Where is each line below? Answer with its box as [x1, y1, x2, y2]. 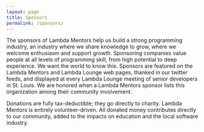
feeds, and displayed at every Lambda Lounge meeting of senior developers [6, 75, 198, 82]
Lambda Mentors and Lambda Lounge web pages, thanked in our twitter [6, 69, 188, 76]
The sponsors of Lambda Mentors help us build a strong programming [6, 37, 183, 44]
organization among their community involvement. [6, 88, 133, 96]
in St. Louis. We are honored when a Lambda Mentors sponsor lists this [6, 82, 185, 89]
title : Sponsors [6, 15, 47, 21]
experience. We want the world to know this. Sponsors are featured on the [6, 62, 193, 70]
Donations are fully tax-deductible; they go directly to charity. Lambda [6, 100, 183, 107]
